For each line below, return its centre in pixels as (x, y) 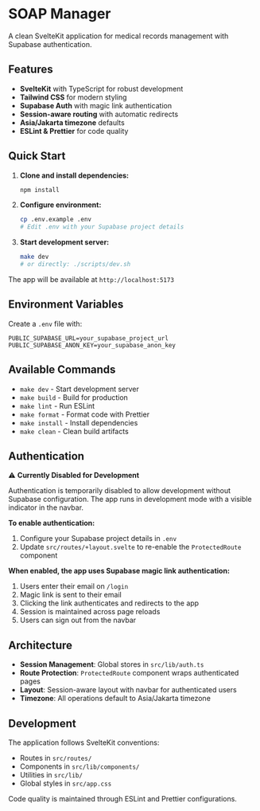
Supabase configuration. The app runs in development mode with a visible (130, 500)
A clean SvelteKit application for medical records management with (118, 36)
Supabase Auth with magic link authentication (96, 105)
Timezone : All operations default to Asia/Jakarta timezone (115, 699)
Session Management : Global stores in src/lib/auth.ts (112, 664)
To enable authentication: (52, 523)
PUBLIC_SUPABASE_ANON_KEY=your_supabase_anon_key (92, 345)
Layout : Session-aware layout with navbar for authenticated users (128, 690)
